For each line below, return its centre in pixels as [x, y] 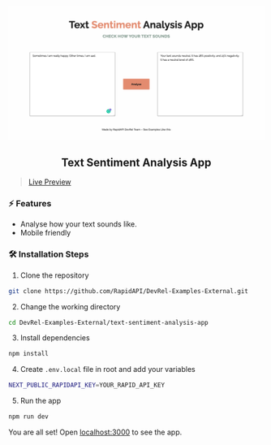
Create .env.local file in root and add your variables [108, 369]
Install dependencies [55, 338]
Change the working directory [70, 306]
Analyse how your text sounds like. [78, 224]
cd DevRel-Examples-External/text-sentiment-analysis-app [108, 322]
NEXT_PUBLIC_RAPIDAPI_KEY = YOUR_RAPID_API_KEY [86, 385]
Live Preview [49, 182]
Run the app [41, 401]
